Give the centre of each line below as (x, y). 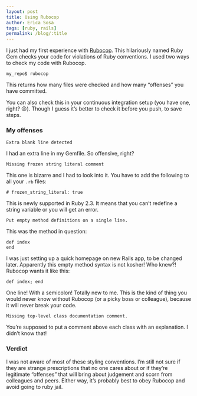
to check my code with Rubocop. (46, 63)
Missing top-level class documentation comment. (67, 316)
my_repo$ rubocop (27, 74)
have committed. (27, 91)
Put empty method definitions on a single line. (67, 220)
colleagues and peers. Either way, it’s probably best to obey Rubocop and (96, 380)
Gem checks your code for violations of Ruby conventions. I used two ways (98, 57)
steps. (14, 115)
